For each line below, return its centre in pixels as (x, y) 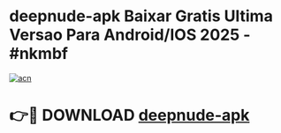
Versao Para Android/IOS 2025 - (130, 35)
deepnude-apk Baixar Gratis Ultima (141, 16)
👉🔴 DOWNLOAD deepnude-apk (129, 115)
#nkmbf (39, 54)
